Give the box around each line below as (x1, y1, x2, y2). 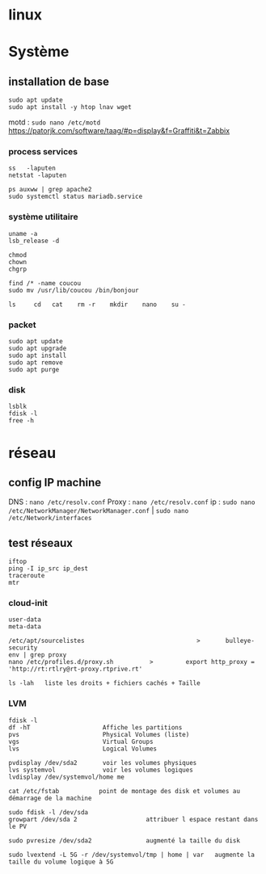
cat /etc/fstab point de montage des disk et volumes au (8, 787, 241, 795)
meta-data (8, 623, 42, 631)
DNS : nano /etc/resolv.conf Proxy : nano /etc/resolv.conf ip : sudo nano (8, 497, 255, 506)
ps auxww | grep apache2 (8, 186, 92, 194)
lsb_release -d (8, 237, 60, 245)
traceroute (8, 572, 45, 580)
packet (8, 319, 36, 330)
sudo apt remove (8, 359, 63, 367)
